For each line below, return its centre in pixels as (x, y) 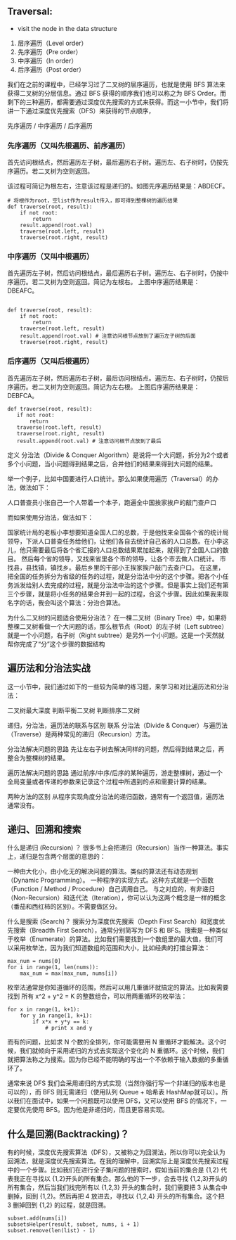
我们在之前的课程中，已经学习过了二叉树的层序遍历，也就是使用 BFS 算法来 (117, 84)
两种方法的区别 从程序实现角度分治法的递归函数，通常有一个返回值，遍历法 (116, 796)
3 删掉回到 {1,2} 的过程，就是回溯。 (59, 1205)
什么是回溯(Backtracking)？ (68, 1134)
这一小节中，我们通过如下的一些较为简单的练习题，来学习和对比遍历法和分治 (118, 686)
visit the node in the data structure (67, 28)
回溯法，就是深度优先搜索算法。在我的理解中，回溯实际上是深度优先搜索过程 (118, 1161)
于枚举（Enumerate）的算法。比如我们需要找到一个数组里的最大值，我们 (112, 939)
